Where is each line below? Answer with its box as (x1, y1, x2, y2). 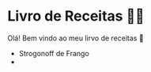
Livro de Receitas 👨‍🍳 (7, 7, 145, 25)
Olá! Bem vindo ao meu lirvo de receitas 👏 (7, 33, 144, 43)
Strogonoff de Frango (18, 48, 90, 58)
